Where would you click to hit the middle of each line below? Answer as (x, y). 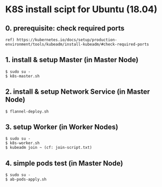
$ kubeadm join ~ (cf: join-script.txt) (49, 148)
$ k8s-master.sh (22, 76)
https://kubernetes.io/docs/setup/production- (67, 40)
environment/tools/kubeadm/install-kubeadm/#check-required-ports (77, 44)
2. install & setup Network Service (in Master (78, 92)
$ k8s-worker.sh (22, 143)
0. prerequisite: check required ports (65, 28)
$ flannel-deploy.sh (27, 111)
